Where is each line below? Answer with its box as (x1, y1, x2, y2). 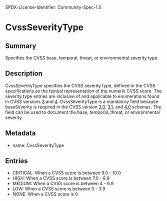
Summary (5, 41, 36, 50)
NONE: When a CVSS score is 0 (12, 191, 78, 197)
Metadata (5, 129, 36, 137)
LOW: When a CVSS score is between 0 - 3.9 (12, 186, 106, 192)
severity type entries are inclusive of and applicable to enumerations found (5, 93, 160, 99)
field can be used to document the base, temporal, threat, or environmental (5, 109, 160, 115)
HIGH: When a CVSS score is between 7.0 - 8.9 (12, 175, 110, 181)
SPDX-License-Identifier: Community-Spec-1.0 (5, 4, 101, 10)
